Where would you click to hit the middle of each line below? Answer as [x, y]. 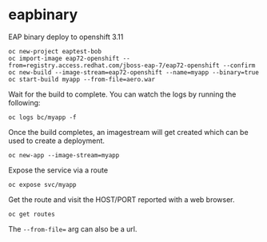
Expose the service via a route [58, 170]
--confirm [239, 65]
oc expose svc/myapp [43, 184]
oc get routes [32, 214]
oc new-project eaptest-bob [55, 51]
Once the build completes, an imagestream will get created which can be [129, 132]
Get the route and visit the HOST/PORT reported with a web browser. [122, 199]
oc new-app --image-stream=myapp [64, 155]
